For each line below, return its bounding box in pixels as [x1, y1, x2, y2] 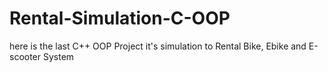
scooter [9, 50, 42, 62]
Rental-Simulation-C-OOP [9, 7, 231, 30]
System [42, 50, 75, 62]
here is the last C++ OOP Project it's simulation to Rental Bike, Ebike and [9, 40, 307, 52]
